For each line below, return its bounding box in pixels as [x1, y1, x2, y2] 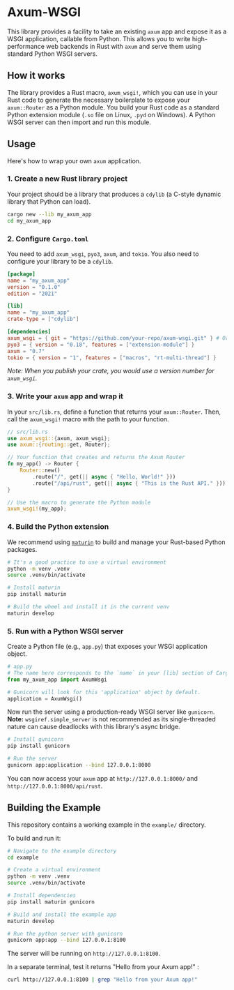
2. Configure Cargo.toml [7, 234, 89, 243]
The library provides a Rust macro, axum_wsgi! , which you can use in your [7, 88, 218, 96]
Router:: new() [19, 467, 61, 474]
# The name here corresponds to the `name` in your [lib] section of [7, 669, 214, 677]
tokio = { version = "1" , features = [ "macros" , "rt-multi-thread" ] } [7, 354, 217, 361]
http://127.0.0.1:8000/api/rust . [7, 781, 103, 790]
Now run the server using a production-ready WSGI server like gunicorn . [7, 707, 215, 716]
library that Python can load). [7, 197, 91, 206]
